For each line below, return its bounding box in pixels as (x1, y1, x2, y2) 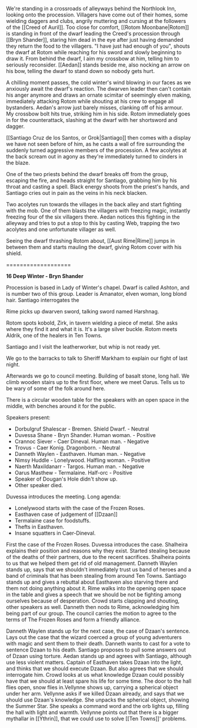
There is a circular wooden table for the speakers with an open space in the (6, 396, 189, 403)
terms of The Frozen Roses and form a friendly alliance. (6, 616, 141, 623)
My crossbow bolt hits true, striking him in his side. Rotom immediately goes (6, 110, 191, 117)
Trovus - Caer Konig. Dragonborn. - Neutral (14, 444, 121, 451)
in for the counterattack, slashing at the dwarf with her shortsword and (6, 117, 178, 123)
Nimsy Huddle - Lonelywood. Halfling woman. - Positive (14, 456, 151, 464)
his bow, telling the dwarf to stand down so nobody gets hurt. (6, 68, 155, 74)
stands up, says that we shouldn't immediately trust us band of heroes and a (6, 566, 192, 573)
